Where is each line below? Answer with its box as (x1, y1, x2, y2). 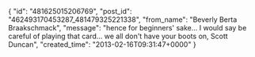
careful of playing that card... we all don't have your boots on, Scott (8, 31, 228, 41)
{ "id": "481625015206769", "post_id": (8, 7, 132, 16)
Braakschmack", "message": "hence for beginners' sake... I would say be (8, 23, 247, 32)
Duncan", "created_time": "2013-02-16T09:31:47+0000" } (8, 40, 196, 49)
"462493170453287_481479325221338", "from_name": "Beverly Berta (8, 15, 238, 24)
